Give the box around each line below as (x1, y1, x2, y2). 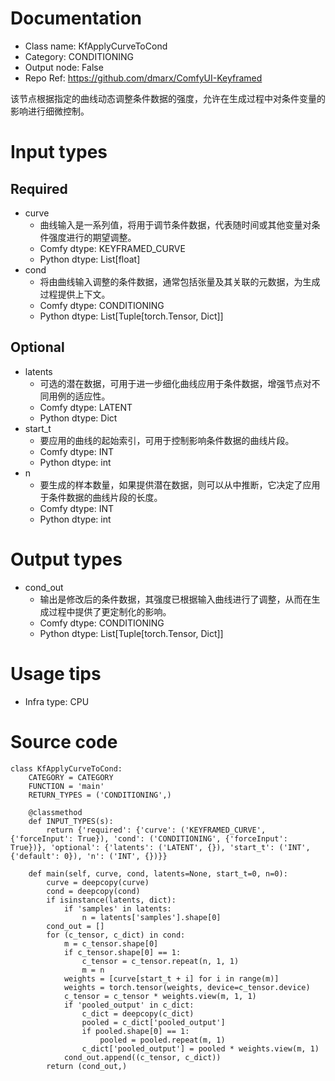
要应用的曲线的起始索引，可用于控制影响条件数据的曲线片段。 (39, 434, 295, 446)
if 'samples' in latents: (63, 903, 172, 914)
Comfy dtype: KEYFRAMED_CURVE (39, 242, 186, 254)
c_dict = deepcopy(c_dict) (81, 1008, 195, 1019)
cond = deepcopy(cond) (46, 886, 141, 896)
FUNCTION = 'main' (28, 781, 105, 791)
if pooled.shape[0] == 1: (81, 1026, 190, 1036)
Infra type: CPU (24, 695, 90, 707)
